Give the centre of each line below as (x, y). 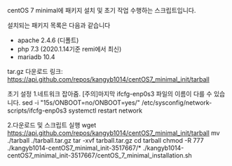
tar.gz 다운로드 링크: (35, 71)
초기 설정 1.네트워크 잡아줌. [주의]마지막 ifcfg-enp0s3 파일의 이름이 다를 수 (110, 94)
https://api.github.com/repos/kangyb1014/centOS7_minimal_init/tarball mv (114, 133)
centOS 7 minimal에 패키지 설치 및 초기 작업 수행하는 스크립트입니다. (102, 10)
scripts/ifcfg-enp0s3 (37, 110)
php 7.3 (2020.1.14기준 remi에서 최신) (69, 49)
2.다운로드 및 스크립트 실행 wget (52, 125)
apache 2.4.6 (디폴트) (48, 40)
